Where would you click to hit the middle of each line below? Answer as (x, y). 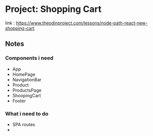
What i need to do (27, 114)
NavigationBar (27, 79)
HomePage (24, 74)
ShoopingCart (27, 95)
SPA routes (24, 124)
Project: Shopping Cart (53, 9)
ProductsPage (27, 90)
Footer (19, 101)
